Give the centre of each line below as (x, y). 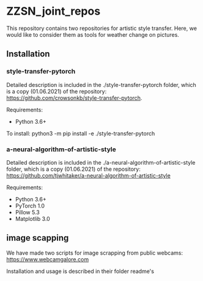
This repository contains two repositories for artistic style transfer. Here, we (102, 28)
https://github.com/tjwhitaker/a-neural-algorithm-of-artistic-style (89, 175)
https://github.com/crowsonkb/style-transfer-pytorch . (74, 98)
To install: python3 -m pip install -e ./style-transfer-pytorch (81, 133)
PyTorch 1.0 (30, 206)
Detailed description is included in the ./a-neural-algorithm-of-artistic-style (101, 162)
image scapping (38, 238)
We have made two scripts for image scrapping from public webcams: (95, 253)
